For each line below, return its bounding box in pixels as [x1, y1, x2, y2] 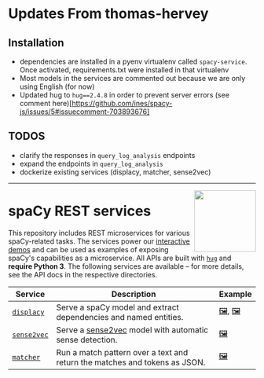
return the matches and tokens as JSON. [56, 357, 206, 368]
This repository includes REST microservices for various [8, 228, 190, 237]
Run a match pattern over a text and [56, 347, 189, 358]
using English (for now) [19, 82, 95, 91]
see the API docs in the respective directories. [8, 270, 158, 279]
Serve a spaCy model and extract [56, 302, 179, 313]
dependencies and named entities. [56, 311, 184, 322]
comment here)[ [19, 99, 72, 108]
